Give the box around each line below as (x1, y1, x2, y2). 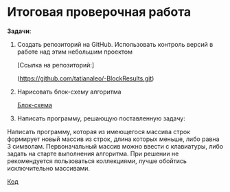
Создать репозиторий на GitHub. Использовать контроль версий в (16, 40, 214, 48)
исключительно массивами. (7, 164, 91, 172)
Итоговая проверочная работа (7, 4, 192, 20)
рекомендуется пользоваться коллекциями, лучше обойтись (7, 156, 187, 165)
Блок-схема (16, 100, 53, 109)
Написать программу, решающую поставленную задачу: (16, 114, 185, 122)
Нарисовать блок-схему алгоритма (16, 87, 122, 96)
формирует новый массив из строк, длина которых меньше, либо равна (7, 135, 220, 143)
